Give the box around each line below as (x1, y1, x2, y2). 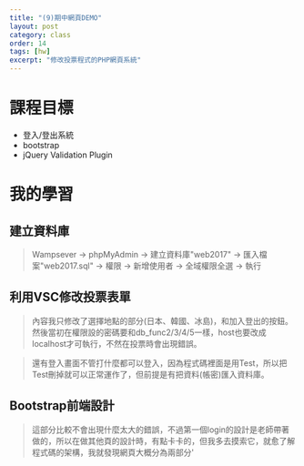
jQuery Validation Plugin (22, 149, 114, 160)
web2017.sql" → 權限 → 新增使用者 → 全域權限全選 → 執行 (44, 260, 262, 271)
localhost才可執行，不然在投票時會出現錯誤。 (31, 338, 202, 349)
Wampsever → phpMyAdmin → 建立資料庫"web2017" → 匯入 (31, 248, 259, 259)
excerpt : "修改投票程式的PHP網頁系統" (9, 56, 142, 65)
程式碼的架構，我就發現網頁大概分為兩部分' (31, 447, 194, 458)
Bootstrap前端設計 (9, 398, 116, 414)
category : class (9, 30, 71, 39)
